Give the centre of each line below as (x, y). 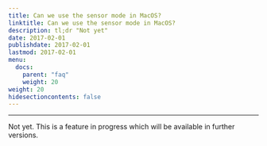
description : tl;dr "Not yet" (58, 30)
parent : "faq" (46, 75)
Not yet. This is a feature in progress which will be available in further (122, 127)
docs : (25, 67)
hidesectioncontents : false (55, 97)
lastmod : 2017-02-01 (43, 52)
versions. (23, 135)
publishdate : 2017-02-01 (49, 45)
